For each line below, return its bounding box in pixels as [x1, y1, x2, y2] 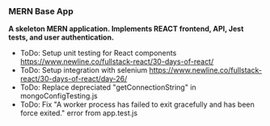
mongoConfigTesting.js [19, 91, 99, 101]
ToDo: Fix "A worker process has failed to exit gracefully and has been [19, 99, 255, 110]
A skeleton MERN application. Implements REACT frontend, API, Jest [8, 24, 244, 34]
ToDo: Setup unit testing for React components [19, 48, 177, 58]
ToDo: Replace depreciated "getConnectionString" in [19, 82, 196, 92]
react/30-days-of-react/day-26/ [19, 74, 128, 84]
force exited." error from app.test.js [19, 108, 138, 118]
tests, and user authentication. [8, 32, 115, 42]
